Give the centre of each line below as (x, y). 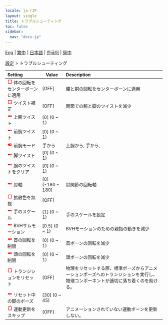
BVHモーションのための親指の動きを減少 (108, 229)
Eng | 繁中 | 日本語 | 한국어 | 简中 (38, 52)
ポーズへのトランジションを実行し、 (120, 274)
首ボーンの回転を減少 (88, 243)
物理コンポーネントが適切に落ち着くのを (107, 281)
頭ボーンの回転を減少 (88, 257)
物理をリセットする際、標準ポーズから (105, 268)
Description (78, 75)
